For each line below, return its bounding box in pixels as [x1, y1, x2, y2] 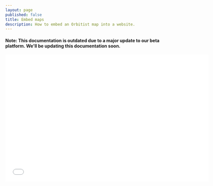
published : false [5, 12, 42, 17]
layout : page [5, 7, 33, 13]
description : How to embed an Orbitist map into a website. [5, 21, 136, 27]
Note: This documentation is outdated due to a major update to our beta [5, 37, 160, 43]
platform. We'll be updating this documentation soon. [5, 43, 121, 49]
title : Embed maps [5, 17, 44, 22]
